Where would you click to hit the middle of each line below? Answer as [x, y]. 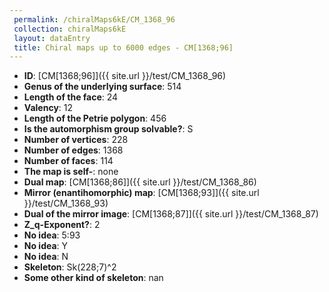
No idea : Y [46, 246]
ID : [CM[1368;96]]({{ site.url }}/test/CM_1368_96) [125, 76]
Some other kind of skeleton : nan [93, 278]
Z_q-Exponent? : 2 [62, 225]
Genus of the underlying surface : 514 [102, 87]
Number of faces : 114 [68, 161]
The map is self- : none [71, 172]
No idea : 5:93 [52, 235]
